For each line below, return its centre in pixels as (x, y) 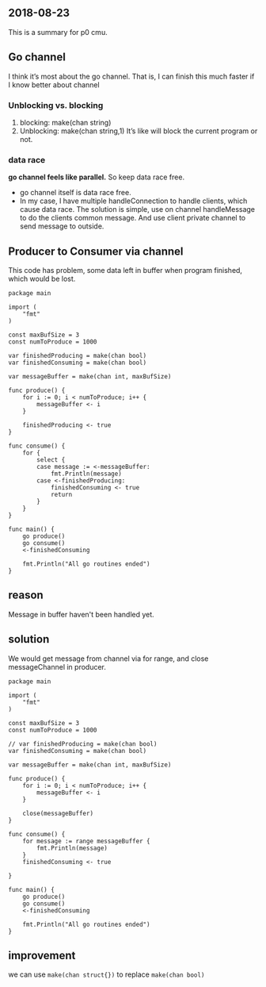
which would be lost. (42, 279)
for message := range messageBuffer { (86, 841)
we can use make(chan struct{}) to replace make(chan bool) (106, 974)
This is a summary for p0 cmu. (58, 32)
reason (26, 595)
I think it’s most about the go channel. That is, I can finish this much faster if (131, 76)
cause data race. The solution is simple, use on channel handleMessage (137, 209)
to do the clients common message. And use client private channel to (133, 218)
